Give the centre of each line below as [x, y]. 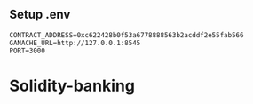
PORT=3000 [28, 51]
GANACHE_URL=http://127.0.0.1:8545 [75, 43]
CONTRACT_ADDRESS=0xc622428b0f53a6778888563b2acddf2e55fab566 [126, 35]
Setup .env [40, 15]
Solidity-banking [72, 86]
